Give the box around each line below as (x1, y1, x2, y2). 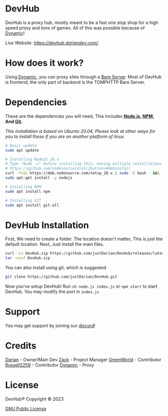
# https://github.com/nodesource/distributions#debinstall (5, 166, 131, 171)
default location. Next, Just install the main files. (5, 241, 104, 247)
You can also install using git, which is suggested (5, 265, 106, 271)
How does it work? (5, 57, 84, 69)
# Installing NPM (5, 184, 41, 189)
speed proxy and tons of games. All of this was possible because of (5, 24, 145, 30)
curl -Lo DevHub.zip (5, 251, 48, 256)
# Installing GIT (5, 198, 41, 203)
